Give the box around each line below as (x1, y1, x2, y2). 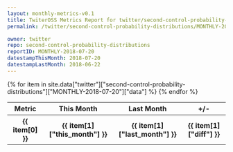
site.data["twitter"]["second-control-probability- (47, 80, 186, 88)
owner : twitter (7, 35, 51, 42)
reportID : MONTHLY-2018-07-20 (7, 48, 95, 55)
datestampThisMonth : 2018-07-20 (7, 55, 101, 62)
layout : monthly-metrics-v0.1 (7, 10, 95, 17)
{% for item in (7, 80, 46, 88)
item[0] (12, 125, 38, 135)
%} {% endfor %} (148, 87, 198, 95)
